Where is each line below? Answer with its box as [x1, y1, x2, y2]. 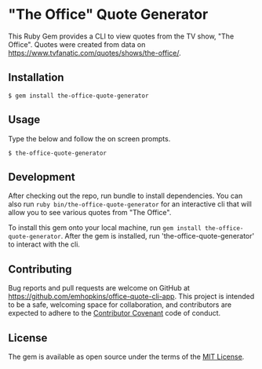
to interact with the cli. [8, 239, 81, 249]
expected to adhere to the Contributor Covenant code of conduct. [8, 309, 221, 318]
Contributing [8, 262, 72, 276]
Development [8, 170, 76, 184]
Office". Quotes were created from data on [8, 39, 146, 49]
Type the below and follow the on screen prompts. [8, 133, 171, 143]
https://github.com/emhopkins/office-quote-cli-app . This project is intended [8, 292, 255, 301]
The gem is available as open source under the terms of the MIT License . [8, 352, 245, 361]
